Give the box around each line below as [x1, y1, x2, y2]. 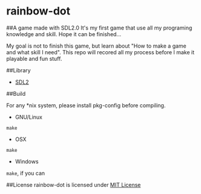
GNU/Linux [15, 113, 42, 120]
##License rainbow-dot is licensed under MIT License [6, 181, 141, 188]
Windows [15, 158, 39, 165]
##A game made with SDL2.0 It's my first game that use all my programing [6, 24, 193, 31]
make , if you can [6, 169, 45, 177]
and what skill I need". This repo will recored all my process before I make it [6, 48, 195, 55]
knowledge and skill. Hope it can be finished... [6, 30, 122, 37]
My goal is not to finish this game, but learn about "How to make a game [6, 42, 186, 49]
